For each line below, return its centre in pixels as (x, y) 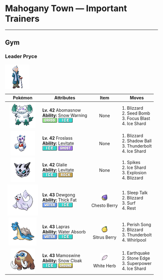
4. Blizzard (132, 178)
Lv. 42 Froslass (57, 138)
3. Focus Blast (136, 118)
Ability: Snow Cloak (62, 261)
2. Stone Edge (136, 258)
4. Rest (129, 208)
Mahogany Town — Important (66, 8)
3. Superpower (137, 264)
